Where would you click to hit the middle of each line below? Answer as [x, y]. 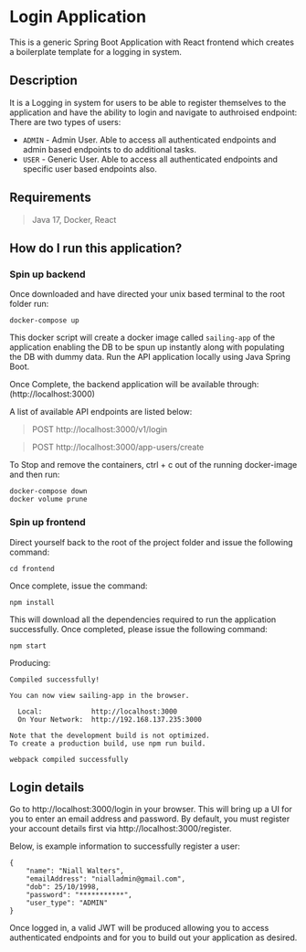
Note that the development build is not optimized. [110, 735]
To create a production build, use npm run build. [108, 743]
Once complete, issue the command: [79, 586]
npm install [32, 602]
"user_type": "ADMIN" [67, 903]
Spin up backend [47, 274]
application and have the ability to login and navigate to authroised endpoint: [153, 112]
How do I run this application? [96, 248]
